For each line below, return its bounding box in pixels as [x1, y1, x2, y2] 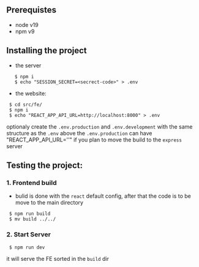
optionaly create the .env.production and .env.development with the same [6, 122, 193, 130]
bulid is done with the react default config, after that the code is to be [15, 192, 191, 200]
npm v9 [15, 28, 35, 35]
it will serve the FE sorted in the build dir [6, 255, 109, 262]
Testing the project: [6, 160, 83, 171]
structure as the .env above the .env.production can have [6, 129, 152, 137]
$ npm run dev [9, 244, 45, 250]
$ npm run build [9, 211, 51, 217]
